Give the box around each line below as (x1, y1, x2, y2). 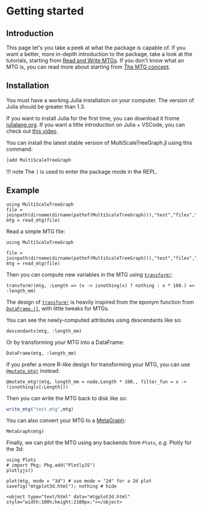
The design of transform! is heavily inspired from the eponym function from (6, 298, 194, 305)
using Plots (6, 457, 36, 464)
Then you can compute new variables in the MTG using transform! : (6, 271, 173, 278)
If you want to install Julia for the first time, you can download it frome (6, 114, 180, 121)
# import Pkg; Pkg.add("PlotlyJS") (6, 462, 96, 468)
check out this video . (6, 127, 58, 135)
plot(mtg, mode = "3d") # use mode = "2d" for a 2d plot (6, 478, 152, 485)
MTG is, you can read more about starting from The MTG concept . (6, 63, 171, 70)
